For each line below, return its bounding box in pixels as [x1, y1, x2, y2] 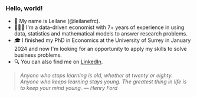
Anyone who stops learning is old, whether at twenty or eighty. [19, 72, 173, 79]
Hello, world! [5, 4, 43, 12]
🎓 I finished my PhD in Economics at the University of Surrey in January [14, 37, 191, 44]
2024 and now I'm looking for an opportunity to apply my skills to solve [14, 46, 187, 53]
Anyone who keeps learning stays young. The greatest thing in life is [19, 78, 187, 85]
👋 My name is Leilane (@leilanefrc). [14, 18, 101, 25]
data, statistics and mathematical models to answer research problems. [14, 30, 188, 37]
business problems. [14, 51, 63, 59]
